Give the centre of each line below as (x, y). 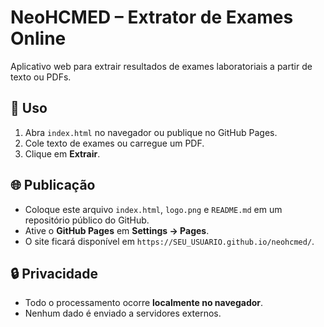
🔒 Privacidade (54, 273)
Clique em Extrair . (62, 153)
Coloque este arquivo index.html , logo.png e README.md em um (153, 209)
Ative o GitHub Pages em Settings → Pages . (117, 230)
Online (38, 38)
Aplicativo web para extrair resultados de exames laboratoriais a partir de (161, 66)
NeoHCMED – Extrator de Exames (152, 17)
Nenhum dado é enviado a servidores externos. (123, 313)
